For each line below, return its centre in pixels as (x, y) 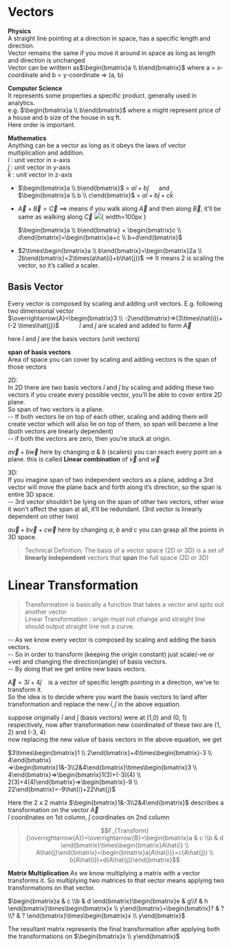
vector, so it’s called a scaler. (58, 265)
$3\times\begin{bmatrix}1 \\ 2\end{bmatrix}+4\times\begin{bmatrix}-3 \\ (110, 752)
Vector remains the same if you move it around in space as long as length (112, 53)
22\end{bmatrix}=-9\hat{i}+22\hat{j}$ (62, 789)
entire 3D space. (31, 494)
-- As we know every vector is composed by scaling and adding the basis (112, 640)
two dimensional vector (41, 311)
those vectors (27, 367)
